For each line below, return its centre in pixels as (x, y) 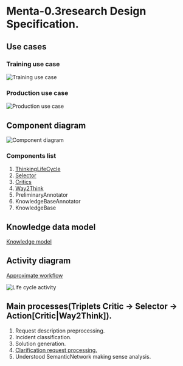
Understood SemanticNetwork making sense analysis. (83, 356)
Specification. (43, 24)
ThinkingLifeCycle (38, 169)
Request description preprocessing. (60, 331)
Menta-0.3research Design (76, 11)
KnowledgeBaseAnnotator (48, 202)
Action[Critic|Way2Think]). (59, 316)
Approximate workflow (35, 275)
